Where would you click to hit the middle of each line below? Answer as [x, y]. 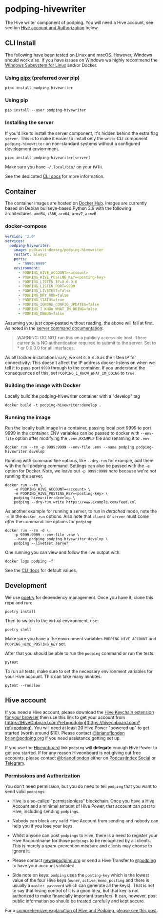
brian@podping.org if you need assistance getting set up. [63, 738]
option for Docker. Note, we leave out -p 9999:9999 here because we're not [81, 471]
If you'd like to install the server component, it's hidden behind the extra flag [82, 133]
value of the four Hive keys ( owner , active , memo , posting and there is [81, 880]
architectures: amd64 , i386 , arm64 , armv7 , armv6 [51, 214]
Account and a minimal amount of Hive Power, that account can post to [83, 806]
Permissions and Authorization [43, 775]
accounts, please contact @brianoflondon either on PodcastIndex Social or [81, 758]
